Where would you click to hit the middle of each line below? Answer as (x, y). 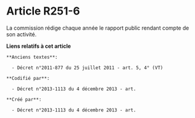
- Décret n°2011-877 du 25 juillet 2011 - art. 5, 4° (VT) (88, 68)
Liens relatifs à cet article (39, 46)
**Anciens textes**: (32, 57)
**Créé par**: (24, 99)
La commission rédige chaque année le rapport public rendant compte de (97, 28)
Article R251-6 (43, 11)
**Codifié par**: (28, 78)
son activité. (21, 34)
